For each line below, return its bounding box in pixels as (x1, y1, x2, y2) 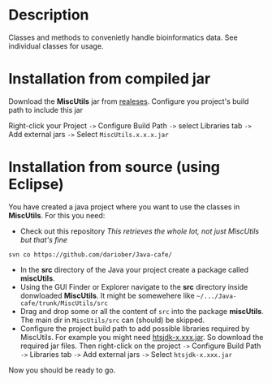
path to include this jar (8, 105, 84, 114)
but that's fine (19, 235, 67, 244)
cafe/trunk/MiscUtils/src (19, 299, 108, 308)
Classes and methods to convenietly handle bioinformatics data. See (8, 32, 238, 42)
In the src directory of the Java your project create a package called (19, 265, 249, 274)
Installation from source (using (8, 158, 221, 176)
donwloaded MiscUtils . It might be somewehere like (19, 290, 195, 300)
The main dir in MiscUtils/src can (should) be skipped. (19, 315, 205, 325)
